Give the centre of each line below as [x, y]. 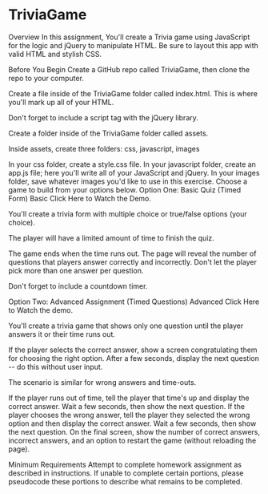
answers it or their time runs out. [62, 334]
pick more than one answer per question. [76, 270]
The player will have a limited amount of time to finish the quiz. [111, 237]
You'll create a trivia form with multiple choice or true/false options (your [128, 213]
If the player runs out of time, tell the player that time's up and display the [129, 398]
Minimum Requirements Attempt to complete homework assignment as [125, 464]
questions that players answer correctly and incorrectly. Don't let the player [133, 261]
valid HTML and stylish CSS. [55, 54]
